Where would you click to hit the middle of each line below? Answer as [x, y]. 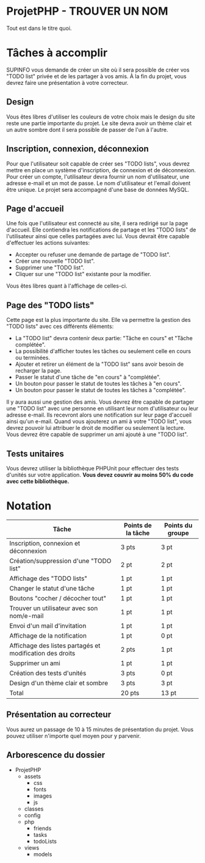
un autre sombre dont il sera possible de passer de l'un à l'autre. [87, 129]
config [32, 815]
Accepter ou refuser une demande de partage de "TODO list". [93, 255]
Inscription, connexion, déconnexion [78, 149]
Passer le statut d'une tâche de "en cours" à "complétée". [88, 377]
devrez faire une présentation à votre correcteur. [67, 82]
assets [33, 776]
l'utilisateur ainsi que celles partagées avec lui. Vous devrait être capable [98, 236]
